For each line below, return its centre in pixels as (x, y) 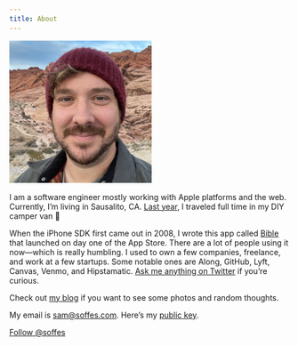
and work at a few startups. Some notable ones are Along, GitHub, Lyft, (140, 262)
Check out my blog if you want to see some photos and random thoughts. (144, 297)
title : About (33, 19)
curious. (24, 280)
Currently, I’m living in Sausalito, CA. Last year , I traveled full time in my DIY (147, 206)
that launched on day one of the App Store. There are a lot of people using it (149, 242)
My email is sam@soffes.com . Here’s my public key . (104, 315)
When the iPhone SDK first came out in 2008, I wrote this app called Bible (144, 233)
